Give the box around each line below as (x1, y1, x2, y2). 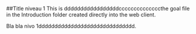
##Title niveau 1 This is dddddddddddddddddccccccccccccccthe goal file (6, 5, 190, 12)
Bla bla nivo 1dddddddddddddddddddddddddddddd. (6, 23, 137, 29)
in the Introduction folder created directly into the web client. (6, 11, 156, 18)
